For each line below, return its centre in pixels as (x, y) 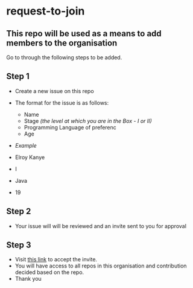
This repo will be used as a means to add (84, 34)
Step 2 (19, 211)
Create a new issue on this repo (55, 91)
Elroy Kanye (30, 157)
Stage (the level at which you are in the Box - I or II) (88, 121)
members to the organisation (62, 43)
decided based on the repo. (49, 272)
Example (26, 145)
